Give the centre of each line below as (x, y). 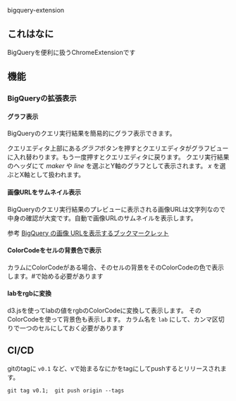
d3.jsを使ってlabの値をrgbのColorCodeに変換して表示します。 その (105, 310)
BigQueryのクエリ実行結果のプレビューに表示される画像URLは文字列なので (116, 209)
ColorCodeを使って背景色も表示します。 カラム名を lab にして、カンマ (110, 319)
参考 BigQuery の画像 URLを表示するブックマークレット (88, 233)
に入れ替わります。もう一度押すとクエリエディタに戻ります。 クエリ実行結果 (118, 157)
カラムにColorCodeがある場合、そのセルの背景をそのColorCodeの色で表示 (116, 267)
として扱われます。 (57, 174)
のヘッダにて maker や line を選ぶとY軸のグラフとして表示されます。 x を (113, 166)
